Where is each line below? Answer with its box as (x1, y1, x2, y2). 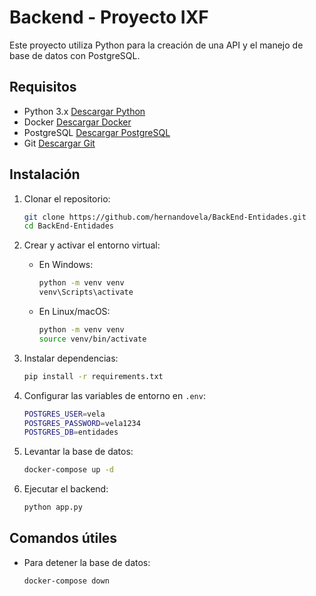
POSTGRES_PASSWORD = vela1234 (23, 418, 141, 428)
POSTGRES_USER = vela (23, 409, 106, 419)
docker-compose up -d (23, 465, 114, 475)
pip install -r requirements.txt (23, 371, 164, 381)
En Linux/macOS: (38, 306, 111, 318)
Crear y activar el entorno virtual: (23, 239, 161, 251)
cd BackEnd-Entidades (23, 221, 114, 231)
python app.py (23, 502, 83, 513)
